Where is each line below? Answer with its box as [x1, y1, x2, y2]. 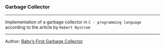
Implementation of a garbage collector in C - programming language [5, 19, 141, 25]
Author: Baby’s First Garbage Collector [5, 38, 83, 45]
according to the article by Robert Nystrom [5, 24, 90, 30]
